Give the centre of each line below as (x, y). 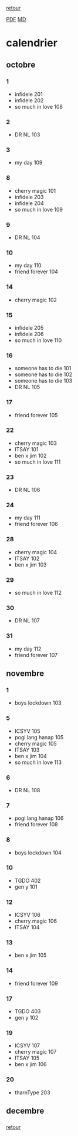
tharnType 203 (33, 1093)
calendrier (32, 43)
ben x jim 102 (30, 455)
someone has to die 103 (43, 381)
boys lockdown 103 (38, 703)
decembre (25, 1110)
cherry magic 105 (35, 743)
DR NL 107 (27, 621)
